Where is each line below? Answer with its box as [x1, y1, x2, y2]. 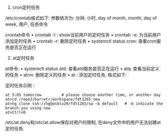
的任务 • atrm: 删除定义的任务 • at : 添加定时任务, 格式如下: [5, 72, 127, 77]
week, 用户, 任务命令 [5, 21, 48, 27]
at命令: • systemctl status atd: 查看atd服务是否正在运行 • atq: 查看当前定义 [5, 65, 160, 71]
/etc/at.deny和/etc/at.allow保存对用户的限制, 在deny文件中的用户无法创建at [5, 119, 161, 125]
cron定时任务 [12, 4, 40, 10]
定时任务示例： [5, 82, 36, 88]
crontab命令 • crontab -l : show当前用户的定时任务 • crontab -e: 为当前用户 [5, 32, 161, 37]
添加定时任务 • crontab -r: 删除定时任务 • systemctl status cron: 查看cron [5, 38, 157, 44]
